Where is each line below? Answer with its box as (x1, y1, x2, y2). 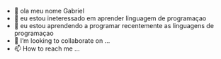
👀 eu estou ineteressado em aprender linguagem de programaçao (13, 14, 207, 22)
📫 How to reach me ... (13, 44, 80, 53)
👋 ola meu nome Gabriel (13, 7, 85, 15)
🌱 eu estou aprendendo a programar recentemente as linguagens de (13, 22, 215, 29)
